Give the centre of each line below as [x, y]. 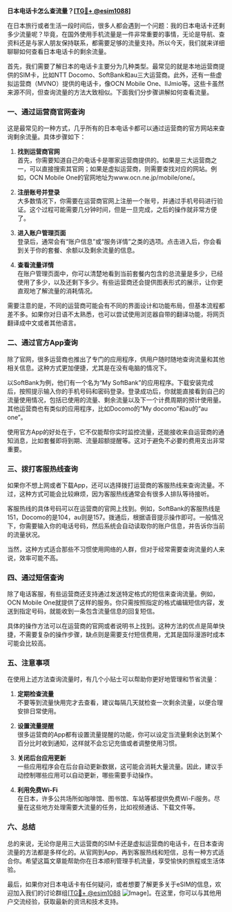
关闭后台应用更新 [41, 758]
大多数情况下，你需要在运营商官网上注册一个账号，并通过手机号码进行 [117, 201]
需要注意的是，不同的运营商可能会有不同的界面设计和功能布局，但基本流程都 [116, 306]
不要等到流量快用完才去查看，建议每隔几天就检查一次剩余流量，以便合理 [120, 703]
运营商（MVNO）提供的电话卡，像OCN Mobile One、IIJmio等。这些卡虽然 [118, 83]
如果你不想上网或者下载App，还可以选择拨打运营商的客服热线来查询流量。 [113, 485]
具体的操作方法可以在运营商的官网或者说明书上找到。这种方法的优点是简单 [113, 626]
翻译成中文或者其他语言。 [43, 323]
